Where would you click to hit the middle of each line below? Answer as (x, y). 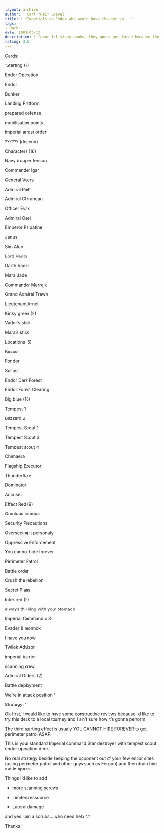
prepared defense (23, 113)
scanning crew (20, 666)
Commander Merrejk (26, 285)
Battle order (17, 571)
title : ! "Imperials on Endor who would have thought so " (69, 19)
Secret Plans (18, 590)
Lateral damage (28, 807)
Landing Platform (23, 103)
